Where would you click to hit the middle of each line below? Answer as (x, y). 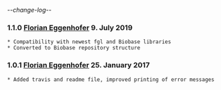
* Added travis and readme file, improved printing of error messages (111, 79)
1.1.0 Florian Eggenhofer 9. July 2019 (70, 27)
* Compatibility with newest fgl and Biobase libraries (89, 42)
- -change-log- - (29, 10)
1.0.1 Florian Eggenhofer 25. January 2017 (78, 65)
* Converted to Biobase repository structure (74, 48)
